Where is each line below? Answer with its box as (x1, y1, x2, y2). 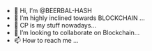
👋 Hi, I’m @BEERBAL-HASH (13, 7, 92, 14)
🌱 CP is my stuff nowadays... (13, 21, 96, 29)
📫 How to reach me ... (13, 37, 79, 44)
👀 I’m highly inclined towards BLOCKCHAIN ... (13, 14, 145, 22)
